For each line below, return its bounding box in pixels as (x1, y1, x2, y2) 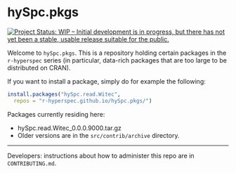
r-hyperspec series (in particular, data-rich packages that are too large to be (7, 56, 227, 64)
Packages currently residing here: (7, 110, 105, 118)
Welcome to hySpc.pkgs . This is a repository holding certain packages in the (7, 49, 227, 57)
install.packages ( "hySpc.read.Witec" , (7, 91, 121, 98)
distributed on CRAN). (7, 63, 71, 72)
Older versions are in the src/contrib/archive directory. (17, 131, 180, 139)
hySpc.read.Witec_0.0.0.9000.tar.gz (17, 124, 122, 132)
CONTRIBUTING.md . (7, 159, 57, 167)
